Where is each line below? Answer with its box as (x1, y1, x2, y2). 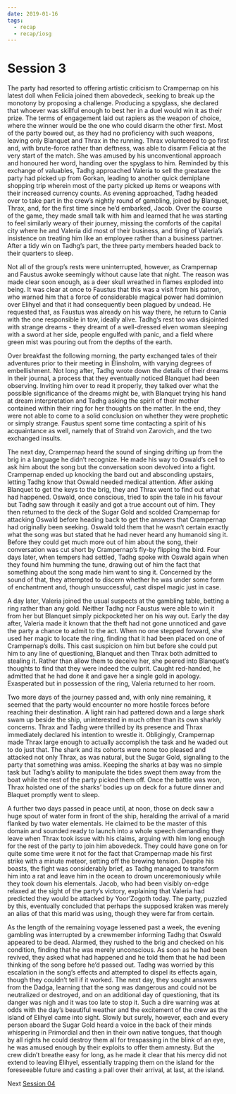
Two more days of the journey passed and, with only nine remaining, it (7, 693, 211, 702)
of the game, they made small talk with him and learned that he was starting (7, 211, 228, 220)
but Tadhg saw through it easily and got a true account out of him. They (7, 500, 216, 509)
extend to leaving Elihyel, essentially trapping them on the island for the (7, 1058, 215, 1067)
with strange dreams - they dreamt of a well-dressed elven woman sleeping (7, 323, 228, 331)
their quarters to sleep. (7, 249, 74, 258)
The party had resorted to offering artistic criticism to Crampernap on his (7, 84, 219, 93)
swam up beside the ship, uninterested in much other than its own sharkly (7, 715, 222, 724)
